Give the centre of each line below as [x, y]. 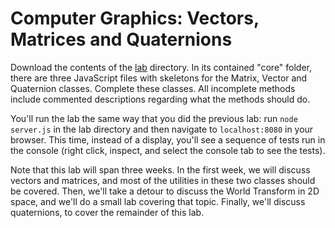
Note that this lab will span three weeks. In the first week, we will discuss [160, 169]
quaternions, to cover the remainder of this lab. [107, 212]
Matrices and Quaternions [121, 39]
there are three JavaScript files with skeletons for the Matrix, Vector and [159, 78]
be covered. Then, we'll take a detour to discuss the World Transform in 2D [165, 191]
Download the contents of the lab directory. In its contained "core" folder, [161, 67]
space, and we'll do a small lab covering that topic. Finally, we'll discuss [158, 201]
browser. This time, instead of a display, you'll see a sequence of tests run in [168, 139]
